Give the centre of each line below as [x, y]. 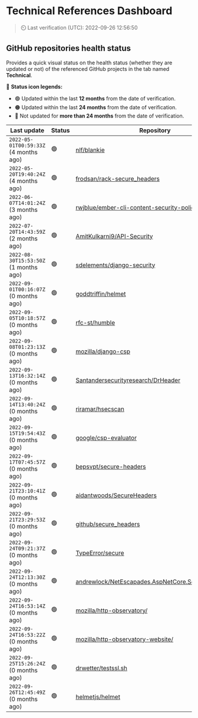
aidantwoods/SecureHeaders [116, 495]
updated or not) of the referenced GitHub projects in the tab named [88, 68]
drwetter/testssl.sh [102, 668]
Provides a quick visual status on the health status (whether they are [89, 63]
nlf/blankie [90, 150]
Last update [27, 130]
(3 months [24, 210]
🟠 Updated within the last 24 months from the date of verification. [95, 107]
